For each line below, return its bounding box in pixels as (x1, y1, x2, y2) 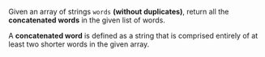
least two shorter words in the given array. (8, 39, 150, 49)
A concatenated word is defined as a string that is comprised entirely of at (8, 31, 259, 40)
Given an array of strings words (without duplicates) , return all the (8, 7, 229, 16)
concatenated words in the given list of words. (8, 15, 166, 25)
